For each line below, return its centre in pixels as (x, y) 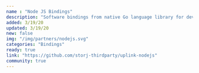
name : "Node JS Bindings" (39, 11)
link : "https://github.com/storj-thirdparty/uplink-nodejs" (82, 55)
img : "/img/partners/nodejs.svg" (47, 39)
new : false (20, 34)
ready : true (21, 50)
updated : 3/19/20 (28, 28)
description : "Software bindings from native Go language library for (95, 17)
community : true (26, 61)
